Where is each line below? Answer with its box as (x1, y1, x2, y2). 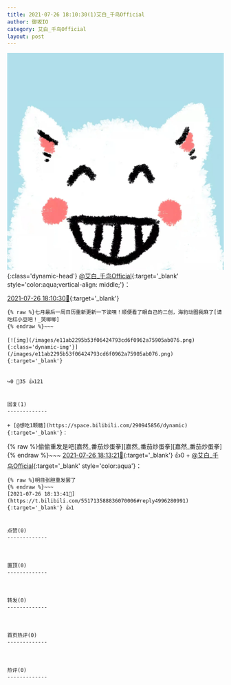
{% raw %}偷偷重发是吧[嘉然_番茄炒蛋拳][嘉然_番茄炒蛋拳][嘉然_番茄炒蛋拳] (7, 442, 222, 451)
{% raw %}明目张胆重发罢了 (7, 477, 76, 484)
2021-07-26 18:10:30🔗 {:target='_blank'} (7, 294, 120, 303)
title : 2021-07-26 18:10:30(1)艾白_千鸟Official (7, 11, 145, 18)
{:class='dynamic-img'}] (7, 344, 78, 351)
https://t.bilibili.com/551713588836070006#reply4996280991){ (7, 498, 189, 504)
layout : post (7, 33, 45, 40)
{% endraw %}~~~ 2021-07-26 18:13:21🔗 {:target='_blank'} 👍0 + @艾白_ (7, 451, 213, 460)
